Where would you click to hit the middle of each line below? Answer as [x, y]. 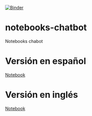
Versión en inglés [42, 95]
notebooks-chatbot [46, 28]
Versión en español [46, 61]
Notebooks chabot [24, 41]
